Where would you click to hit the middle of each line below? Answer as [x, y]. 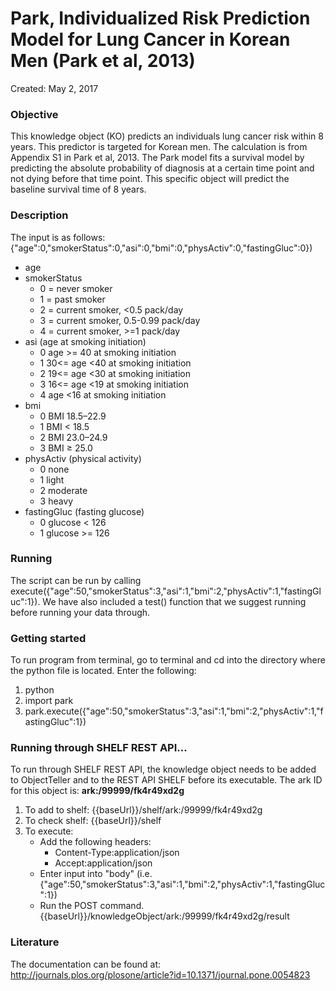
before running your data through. [80, 612]
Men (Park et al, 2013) [103, 61]
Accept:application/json [103, 863]
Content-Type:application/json [117, 853]
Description [39, 215]
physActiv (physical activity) [83, 458]
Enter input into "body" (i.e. [96, 874]
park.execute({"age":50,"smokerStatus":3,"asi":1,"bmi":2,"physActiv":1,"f [174, 711]
